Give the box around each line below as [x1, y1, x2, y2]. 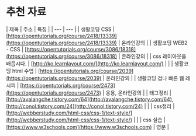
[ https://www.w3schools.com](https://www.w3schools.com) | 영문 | [6, 123, 170, 130]
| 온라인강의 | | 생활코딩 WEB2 [118, 39, 188, 46]
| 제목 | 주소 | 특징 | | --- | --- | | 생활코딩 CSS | [6, 26, 115, 33]
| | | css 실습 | [133, 116, 166, 123]
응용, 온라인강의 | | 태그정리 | [105, 89, 171, 96]
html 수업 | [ [12, 67, 40, 74]
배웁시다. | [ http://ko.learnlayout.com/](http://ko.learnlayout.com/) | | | [6, 60, 174, 67]
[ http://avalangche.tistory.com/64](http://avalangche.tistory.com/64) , [6, 96, 174, 103]
